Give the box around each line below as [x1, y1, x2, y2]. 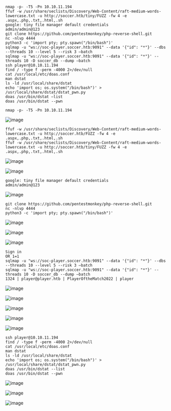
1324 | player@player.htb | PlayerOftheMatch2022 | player [5, 276, 134, 282]
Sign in [5, 249, 22, 254]
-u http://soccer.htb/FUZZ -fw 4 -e [37, 131, 116, 136]
